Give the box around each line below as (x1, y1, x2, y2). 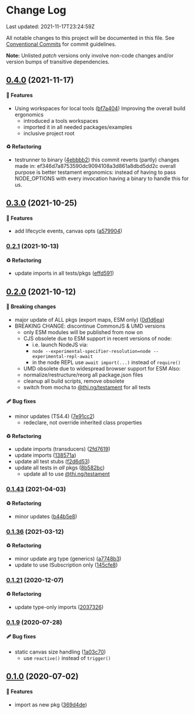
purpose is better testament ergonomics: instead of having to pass (14, 169, 176, 176)
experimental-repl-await (32, 353, 93, 360)
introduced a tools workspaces (23, 117, 99, 124)
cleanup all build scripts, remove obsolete (23, 378, 125, 385)
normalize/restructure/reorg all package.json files (23, 371, 143, 379)
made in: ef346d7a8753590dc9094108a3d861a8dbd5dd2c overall (14, 162, 176, 169)
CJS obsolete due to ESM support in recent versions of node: (23, 335, 172, 342)
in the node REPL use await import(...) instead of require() (32, 359, 181, 366)
